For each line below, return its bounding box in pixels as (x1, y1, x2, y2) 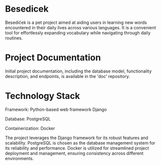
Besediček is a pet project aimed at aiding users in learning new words (5, 19, 147, 25)
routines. (5, 35, 23, 41)
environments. (5, 155, 34, 161)
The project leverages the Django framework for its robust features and (5, 135, 149, 141)
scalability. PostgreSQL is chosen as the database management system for (5, 140, 156, 146)
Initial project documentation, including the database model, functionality (5, 68, 152, 74)
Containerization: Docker (5, 125, 55, 131)
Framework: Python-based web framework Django (5, 106, 107, 112)
